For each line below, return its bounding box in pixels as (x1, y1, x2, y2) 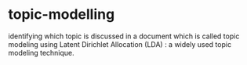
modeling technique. (8, 48, 74, 57)
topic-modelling (8, 5, 115, 23)
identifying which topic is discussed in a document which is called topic (8, 31, 240, 41)
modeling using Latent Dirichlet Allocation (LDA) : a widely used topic (8, 39, 232, 49)
